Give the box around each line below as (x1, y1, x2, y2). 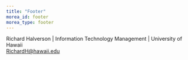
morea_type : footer (6, 19, 54, 25)
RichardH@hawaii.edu (6, 48, 60, 55)
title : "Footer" (6, 8, 46, 15)
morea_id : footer (6, 14, 49, 20)
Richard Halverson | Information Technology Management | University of (6, 36, 183, 43)
